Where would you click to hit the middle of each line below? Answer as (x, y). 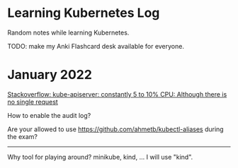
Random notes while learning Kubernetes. (68, 32)
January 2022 (50, 75)
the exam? (22, 136)
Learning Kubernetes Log (84, 13)
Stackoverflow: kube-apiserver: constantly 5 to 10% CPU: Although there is (117, 94)
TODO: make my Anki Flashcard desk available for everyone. (96, 46)
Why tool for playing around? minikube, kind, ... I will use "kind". (100, 157)
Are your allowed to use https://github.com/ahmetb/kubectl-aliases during (116, 129)
